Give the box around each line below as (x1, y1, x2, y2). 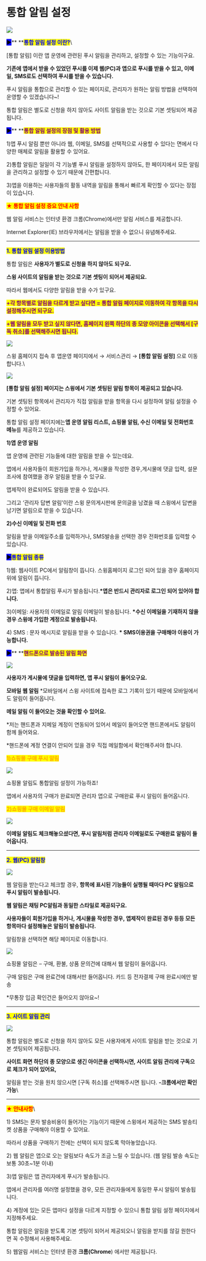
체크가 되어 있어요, (12, 1065, 57, 1072)
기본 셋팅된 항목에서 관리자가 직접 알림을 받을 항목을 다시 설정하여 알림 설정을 (6, 397, 191, 405)
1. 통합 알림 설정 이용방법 (6, 247, 66, 254)
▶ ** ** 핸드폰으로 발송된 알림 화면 (6, 649, 87, 657)
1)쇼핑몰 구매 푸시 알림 (6, 754, 59, 762)
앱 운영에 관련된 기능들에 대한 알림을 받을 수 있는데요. (6, 452, 134, 459)
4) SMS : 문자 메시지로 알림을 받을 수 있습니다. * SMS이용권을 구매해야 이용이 (6, 628, 193, 636)
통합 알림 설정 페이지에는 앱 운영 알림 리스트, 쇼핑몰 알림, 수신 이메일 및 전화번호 (6, 418, 194, 426)
